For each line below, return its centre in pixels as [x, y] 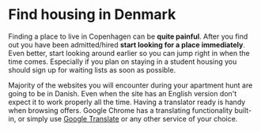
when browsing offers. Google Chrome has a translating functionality [121, 110]
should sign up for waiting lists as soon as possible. [92, 69]
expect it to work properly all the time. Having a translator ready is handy [127, 102]
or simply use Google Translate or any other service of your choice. [128, 118]
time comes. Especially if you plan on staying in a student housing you [123, 62]
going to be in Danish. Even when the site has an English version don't [123, 93]
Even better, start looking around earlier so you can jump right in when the [129, 53]
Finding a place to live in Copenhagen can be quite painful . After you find [128, 36]
